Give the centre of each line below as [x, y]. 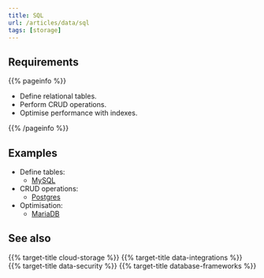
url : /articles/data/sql [49, 23]
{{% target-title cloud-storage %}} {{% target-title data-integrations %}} [125, 258]
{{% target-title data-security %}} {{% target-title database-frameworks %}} [132, 265]
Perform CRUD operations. [63, 105]
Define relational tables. [58, 96]
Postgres [46, 197]
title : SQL [26, 15]
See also [30, 238]
